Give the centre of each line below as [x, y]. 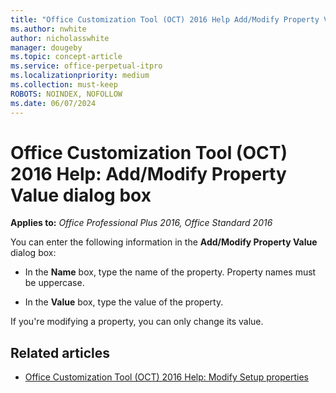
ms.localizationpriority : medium [80, 76]
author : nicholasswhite [60, 38]
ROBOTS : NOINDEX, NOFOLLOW [66, 94]
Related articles [60, 352]
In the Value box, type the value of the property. [124, 302]
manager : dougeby [46, 47]
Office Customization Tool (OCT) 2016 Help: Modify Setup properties [166, 377]
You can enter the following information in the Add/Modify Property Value [164, 242]
